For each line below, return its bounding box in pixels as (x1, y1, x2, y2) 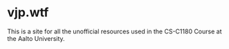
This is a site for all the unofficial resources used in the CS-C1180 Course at (7, 27, 222, 35)
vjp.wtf (7, 5, 49, 20)
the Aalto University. (7, 34, 65, 42)
